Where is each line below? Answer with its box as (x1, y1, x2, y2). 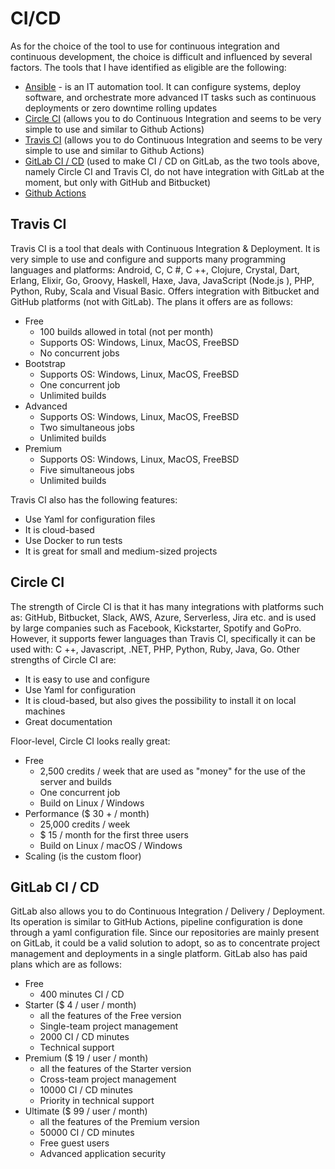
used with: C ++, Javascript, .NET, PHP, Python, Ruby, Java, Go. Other (10, 643, 300, 655)
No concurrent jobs (39, 347, 120, 359)
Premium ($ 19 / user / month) (24, 1052, 149, 1064)
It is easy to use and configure (24, 673, 150, 685)
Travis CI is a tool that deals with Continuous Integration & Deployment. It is (10, 242, 321, 254)
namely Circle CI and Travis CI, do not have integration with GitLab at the (24, 165, 325, 177)
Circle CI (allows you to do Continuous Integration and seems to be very (24, 112, 322, 124)
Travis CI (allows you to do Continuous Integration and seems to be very (24, 133, 323, 146)
